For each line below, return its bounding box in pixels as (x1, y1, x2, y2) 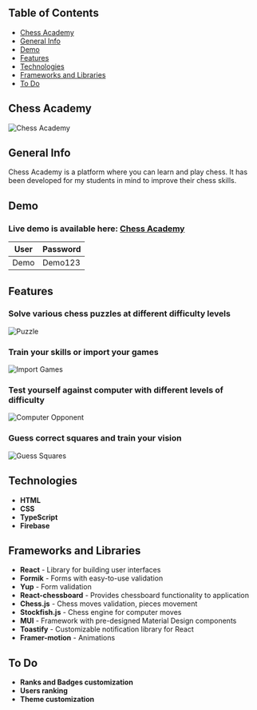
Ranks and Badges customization (19, 677, 133, 687)
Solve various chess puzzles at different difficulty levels (8, 308, 231, 319)
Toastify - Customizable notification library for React (19, 624, 194, 634)
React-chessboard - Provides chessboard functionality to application (19, 591, 250, 600)
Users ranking (19, 686, 68, 696)
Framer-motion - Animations (19, 633, 116, 643)
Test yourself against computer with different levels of (8, 385, 223, 396)
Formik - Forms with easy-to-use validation (19, 573, 164, 583)
